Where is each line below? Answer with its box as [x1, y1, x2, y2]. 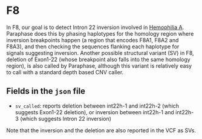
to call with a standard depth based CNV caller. [6, 68, 124, 76]
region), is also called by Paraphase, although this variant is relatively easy [6, 62, 192, 69]
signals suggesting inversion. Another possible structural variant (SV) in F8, [6, 49, 195, 56]
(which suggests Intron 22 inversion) [20, 115, 112, 122]
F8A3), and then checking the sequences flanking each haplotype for [6, 43, 180, 50]
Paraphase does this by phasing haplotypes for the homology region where [6, 30, 194, 37]
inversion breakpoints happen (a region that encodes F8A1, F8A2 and [6, 36, 179, 44]
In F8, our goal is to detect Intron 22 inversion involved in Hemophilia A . [6, 24, 184, 31]
